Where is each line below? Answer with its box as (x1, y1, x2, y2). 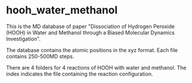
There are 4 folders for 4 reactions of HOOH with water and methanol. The (6, 64, 187, 71)
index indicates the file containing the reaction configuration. (6, 70, 153, 77)
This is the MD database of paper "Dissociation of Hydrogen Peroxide (6, 23, 175, 30)
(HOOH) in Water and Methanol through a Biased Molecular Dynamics (6, 29, 175, 36)
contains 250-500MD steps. (6, 53, 75, 60)
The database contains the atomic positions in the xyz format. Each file (6, 46, 178, 53)
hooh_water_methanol (6, 4, 118, 17)
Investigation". (6, 35, 41, 42)
